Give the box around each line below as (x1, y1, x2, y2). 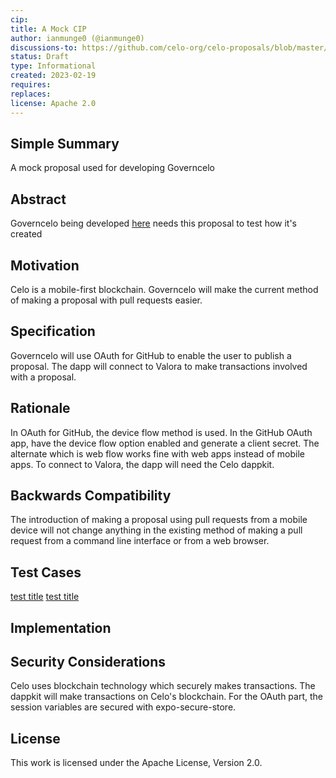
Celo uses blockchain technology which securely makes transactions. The (10, 680, 316, 692)
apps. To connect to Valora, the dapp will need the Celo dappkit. (10, 458, 275, 470)
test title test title (10, 591, 80, 603)
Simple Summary (10, 135, 120, 152)
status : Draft (10, 52, 70, 62)
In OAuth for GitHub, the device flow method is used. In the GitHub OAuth (10, 426, 313, 438)
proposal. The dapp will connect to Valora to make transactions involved (10, 360, 308, 372)
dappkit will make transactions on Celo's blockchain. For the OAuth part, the (10, 691, 323, 703)
